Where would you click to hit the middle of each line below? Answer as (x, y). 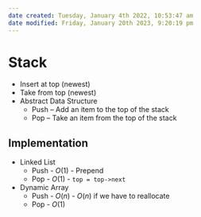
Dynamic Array (44, 188)
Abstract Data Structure (58, 101)
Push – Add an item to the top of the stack (100, 110)
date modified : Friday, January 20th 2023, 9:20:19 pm (101, 23)
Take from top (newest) (58, 93)
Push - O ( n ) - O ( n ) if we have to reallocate (100, 196)
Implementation (48, 143)
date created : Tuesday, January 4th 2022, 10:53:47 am (101, 15)
